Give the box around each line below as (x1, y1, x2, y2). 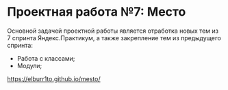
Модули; (16, 61, 42, 70)
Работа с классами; (16, 54, 75, 62)
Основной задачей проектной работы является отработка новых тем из (7, 27, 219, 35)
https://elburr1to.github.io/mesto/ (7, 74, 101, 82)
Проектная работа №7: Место (7, 4, 186, 20)
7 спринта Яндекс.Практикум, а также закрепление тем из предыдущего (7, 33, 221, 42)
